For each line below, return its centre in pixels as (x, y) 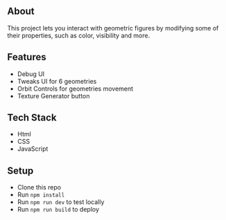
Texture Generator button (53, 95)
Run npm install (41, 195)
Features (27, 57)
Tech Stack (32, 118)
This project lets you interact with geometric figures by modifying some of (113, 28)
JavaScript (33, 149)
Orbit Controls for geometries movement (75, 89)
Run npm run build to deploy (58, 210)
